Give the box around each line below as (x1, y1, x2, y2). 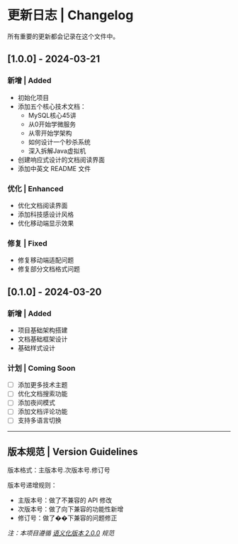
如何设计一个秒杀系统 (28, 137, 91, 146)
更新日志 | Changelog (7, 7, 134, 23)
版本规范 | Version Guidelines (7, 445, 138, 457)
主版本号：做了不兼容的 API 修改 (17, 496, 113, 505)
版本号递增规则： (7, 481, 57, 489)
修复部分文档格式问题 (17, 265, 80, 273)
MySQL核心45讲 (28, 111, 76, 119)
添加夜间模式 (17, 398, 55, 407)
